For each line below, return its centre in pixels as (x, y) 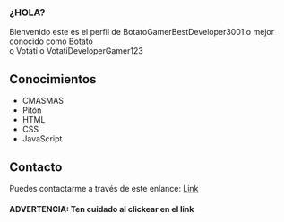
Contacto (36, 167)
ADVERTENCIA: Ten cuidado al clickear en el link (102, 209)
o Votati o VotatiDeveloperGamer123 (76, 51)
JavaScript (42, 139)
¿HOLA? (27, 13)
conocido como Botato (52, 41)
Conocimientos (53, 79)
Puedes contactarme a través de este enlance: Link (104, 188)
